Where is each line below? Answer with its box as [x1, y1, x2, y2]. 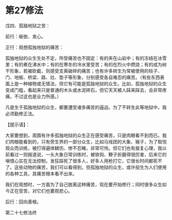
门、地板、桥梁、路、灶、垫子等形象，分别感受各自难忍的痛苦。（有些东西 [5, 74, 160, 80]
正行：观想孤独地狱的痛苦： [5, 44, 64, 50]
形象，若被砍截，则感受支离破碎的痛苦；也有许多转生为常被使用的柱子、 [9, 67, 162, 74]
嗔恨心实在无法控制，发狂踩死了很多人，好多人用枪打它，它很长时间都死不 [5, 158, 162, 164]
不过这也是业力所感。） [14, 93, 61, 100]
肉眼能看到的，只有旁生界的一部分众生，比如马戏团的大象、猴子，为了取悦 [9, 138, 167, 144]
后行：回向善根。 [5, 199, 41, 205]
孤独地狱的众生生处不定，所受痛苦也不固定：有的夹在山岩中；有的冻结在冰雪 [5, 55, 167, 61]
